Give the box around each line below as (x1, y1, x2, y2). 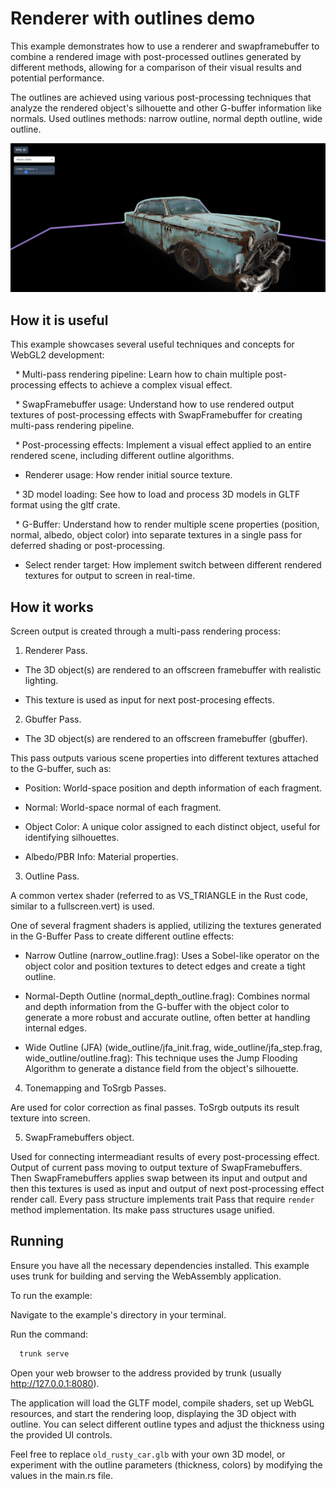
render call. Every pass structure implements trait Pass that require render (10, 1193, 315, 1205)
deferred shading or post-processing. (10, 540, 166, 552)
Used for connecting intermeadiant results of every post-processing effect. (10, 1151, 320, 1162)
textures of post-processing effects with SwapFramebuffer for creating (10, 409, 303, 421)
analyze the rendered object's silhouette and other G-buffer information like (10, 102, 322, 114)
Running (10, 1233, 65, 1250)
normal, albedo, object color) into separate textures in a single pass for (10, 529, 303, 541)
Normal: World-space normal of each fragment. (24, 802, 222, 813)
